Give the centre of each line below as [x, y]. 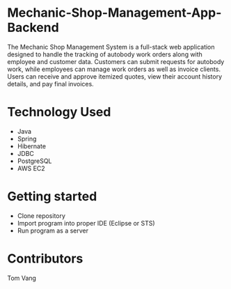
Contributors [45, 258]
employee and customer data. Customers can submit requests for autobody [116, 61]
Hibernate [32, 146]
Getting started [52, 197]
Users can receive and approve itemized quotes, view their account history [115, 76]
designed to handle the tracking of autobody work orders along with [105, 54]
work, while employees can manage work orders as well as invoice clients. [114, 69]
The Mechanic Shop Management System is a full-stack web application [111, 47]
